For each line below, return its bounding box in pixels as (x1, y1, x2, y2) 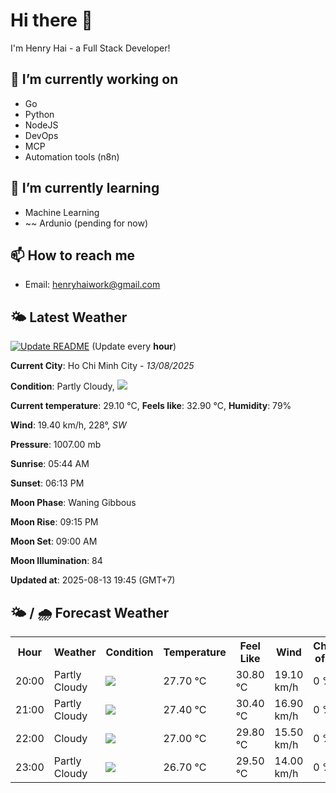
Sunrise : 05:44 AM (10, 458, 90, 470)
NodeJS (24, 119, 59, 131)
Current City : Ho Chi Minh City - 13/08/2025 (10, 360, 195, 372)
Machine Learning (24, 206, 100, 218)
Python (24, 108, 55, 120)
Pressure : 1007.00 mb (10, 439, 102, 451)
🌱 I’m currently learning (10, 180, 160, 197)
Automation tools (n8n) (24, 150, 120, 163)
